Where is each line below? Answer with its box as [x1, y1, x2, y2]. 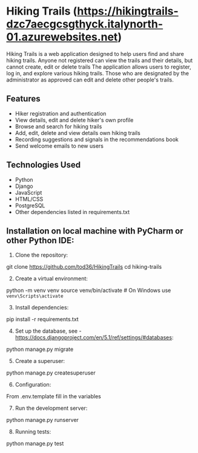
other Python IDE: [6, 235, 74, 246]
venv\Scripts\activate [6, 293, 64, 299]
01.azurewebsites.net [6, 30, 118, 44]
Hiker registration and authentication [15, 109, 107, 117]
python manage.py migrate [6, 345, 74, 353]
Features [6, 94, 41, 104]
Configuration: [15, 381, 51, 389]
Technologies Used [6, 160, 81, 170]
